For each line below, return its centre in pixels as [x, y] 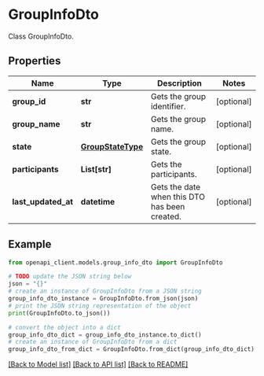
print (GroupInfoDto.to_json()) [59, 313]
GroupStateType [112, 146]
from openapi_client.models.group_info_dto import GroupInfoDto [115, 262]
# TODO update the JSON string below [70, 277]
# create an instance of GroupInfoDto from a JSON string [105, 291]
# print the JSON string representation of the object [100, 306]
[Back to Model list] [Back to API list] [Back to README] [98, 364]
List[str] [96, 169]
